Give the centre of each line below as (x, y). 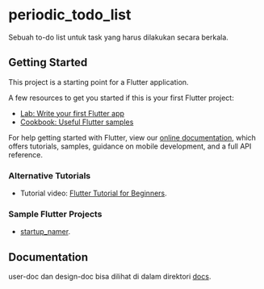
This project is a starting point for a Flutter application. (98, 82)
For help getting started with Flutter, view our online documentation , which (132, 137)
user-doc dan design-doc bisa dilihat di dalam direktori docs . (110, 277)
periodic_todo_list (70, 15)
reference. (25, 154)
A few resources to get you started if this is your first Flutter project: (121, 98)
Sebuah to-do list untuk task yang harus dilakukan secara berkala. (118, 37)
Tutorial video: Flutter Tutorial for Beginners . (93, 193)
